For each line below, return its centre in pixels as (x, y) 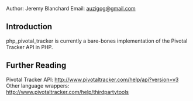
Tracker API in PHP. (30, 47)
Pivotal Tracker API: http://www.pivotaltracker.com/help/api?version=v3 (92, 79)
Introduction (29, 27)
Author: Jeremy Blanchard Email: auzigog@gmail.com (71, 8)
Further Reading (36, 66)
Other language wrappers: (38, 86)
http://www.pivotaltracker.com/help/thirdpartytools (68, 92)
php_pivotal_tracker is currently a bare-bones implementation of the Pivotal (97, 41)
